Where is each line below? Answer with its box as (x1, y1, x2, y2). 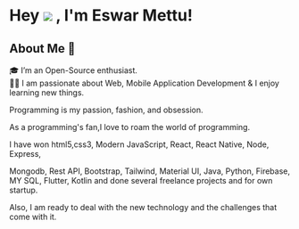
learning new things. (9, 87, 85, 98)
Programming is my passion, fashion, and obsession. (9, 104, 203, 115)
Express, (9, 149, 42, 159)
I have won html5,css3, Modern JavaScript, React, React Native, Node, (9, 139, 270, 150)
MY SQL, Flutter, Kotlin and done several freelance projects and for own (9, 176, 273, 185)
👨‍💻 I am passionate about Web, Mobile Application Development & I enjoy (9, 78, 279, 88)
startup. (9, 184, 38, 195)
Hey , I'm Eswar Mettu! (9, 5, 194, 26)
